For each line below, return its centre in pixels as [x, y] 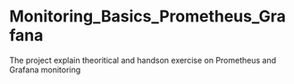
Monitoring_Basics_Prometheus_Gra [147, 17]
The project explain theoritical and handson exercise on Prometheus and [143, 60]
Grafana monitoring [45, 70]
